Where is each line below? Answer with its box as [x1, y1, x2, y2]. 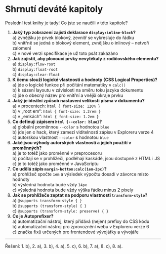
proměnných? [12, 145, 42, 151]
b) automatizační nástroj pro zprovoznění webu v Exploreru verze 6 [12, 223, 149, 229]
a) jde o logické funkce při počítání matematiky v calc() [12, 82, 126, 87]
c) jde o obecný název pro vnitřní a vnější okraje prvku [12, 92, 124, 98]
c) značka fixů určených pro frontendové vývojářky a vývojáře [12, 229, 139, 235]
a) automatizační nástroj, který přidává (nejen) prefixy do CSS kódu [12, 218, 150, 224]
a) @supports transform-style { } [12, 197, 83, 203]
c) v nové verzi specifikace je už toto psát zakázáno [12, 50, 119, 56]
